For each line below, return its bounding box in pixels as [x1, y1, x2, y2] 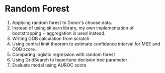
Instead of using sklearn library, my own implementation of [12, 24, 134, 30]
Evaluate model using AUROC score [12, 62, 87, 68]
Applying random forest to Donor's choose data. [12, 19, 113, 25]
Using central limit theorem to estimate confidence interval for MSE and [12, 40, 160, 46]
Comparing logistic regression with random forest [12, 51, 115, 57]
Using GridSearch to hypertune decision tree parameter [12, 56, 128, 62]
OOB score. [12, 46, 36, 52]
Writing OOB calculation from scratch [12, 35, 90, 41]
